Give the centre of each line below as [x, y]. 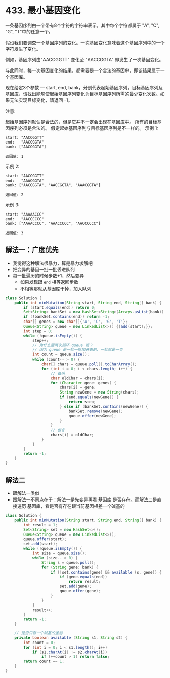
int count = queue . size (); [61, 355]
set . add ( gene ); [76, 586]
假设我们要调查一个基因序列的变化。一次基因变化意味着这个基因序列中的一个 [85, 42]
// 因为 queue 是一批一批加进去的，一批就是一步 [77, 350]
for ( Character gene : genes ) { [83, 383]
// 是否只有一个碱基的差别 [38, 633]
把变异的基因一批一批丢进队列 [44, 269]
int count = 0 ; [39, 643]
